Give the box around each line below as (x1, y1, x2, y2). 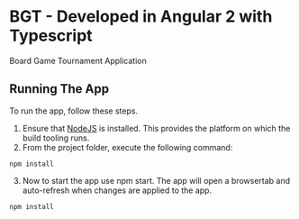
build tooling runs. (22, 132, 90, 143)
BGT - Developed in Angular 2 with (9, 6, 273, 27)
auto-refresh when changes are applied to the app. (22, 185, 213, 196)
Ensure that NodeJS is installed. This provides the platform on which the (22, 123, 291, 133)
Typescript (9, 25, 93, 46)
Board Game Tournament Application (9, 55, 147, 66)
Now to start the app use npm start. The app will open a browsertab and (22, 175, 291, 186)
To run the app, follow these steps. (9, 105, 138, 116)
